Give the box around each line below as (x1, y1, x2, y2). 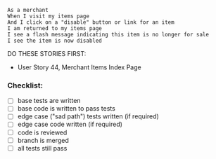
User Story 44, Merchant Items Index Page (17, 63, 142, 71)
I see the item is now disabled (7, 37, 102, 44)
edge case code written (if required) (17, 120, 123, 129)
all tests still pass (17, 144, 68, 152)
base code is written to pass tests (17, 104, 116, 113)
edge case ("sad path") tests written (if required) (17, 112, 160, 120)
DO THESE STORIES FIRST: (7, 50, 87, 57)
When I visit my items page (7, 13, 90, 20)
